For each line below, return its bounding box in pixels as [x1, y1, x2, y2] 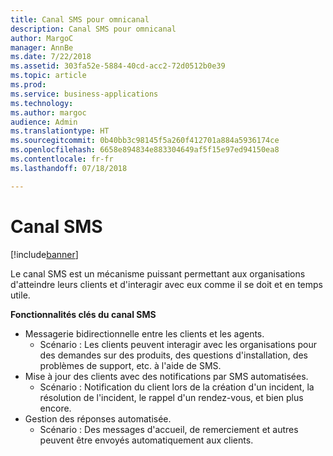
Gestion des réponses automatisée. [24, 412, 172, 425]
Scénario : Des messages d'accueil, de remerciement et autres [39, 423, 299, 435]
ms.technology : [10, 98, 74, 108]
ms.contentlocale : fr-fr [10, 154, 114, 164]
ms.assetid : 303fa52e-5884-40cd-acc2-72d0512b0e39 [10, 61, 226, 71]
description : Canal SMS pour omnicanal [10, 24, 177, 34]
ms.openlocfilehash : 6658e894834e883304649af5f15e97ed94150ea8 [10, 145, 280, 155]
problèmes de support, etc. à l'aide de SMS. [39, 359, 222, 371]
